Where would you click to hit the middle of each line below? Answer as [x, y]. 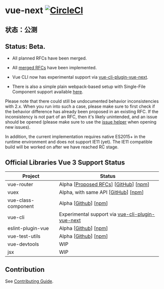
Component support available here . [48, 92]
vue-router [20, 185]
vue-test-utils [24, 236]
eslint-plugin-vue [28, 228]
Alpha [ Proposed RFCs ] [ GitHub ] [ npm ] [104, 185]
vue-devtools [23, 244]
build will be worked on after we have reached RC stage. [62, 147]
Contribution [25, 269]
